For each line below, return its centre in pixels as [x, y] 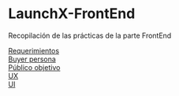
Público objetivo [34, 67]
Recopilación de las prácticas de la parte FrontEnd [90, 35]
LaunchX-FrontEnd [72, 14]
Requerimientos [34, 50]
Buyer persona [32, 59]
